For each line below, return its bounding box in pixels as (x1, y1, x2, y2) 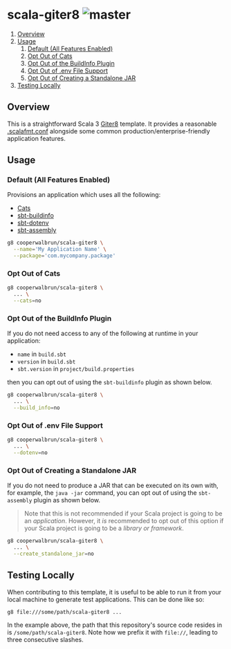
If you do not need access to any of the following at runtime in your (7, 329, 198, 338)
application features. (7, 134, 66, 142)
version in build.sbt (17, 357, 76, 366)
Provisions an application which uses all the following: (7, 191, 161, 199)
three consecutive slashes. (7, 636, 84, 644)
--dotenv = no (13, 449, 48, 456)
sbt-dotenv (17, 218, 50, 227)
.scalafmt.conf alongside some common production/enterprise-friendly (7, 126, 210, 135)
